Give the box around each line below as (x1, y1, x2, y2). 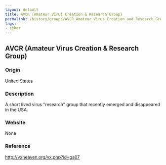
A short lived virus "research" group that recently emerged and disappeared (5, 102, 161, 108)
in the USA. (5, 107, 28, 113)
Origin (5, 66, 21, 73)
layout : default (5, 7, 39, 12)
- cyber (5, 26, 21, 31)
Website (5, 119, 26, 126)
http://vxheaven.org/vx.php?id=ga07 (5, 154, 80, 160)
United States (5, 78, 33, 84)
